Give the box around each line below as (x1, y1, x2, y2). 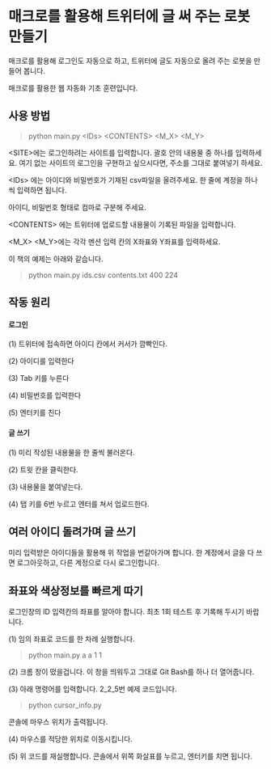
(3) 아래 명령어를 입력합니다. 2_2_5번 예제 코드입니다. (8, 684, 177, 694)
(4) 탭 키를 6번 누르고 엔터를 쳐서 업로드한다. (8, 499, 150, 509)
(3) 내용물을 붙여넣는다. (8, 482, 83, 492)
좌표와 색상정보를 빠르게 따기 (8, 584, 144, 598)
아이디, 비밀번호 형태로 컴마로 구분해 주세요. (8, 202, 147, 212)
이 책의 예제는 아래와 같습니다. (8, 254, 104, 264)
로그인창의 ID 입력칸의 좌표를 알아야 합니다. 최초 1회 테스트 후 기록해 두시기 (8, 607, 245, 617)
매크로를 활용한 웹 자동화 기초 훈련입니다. (8, 82, 138, 93)
